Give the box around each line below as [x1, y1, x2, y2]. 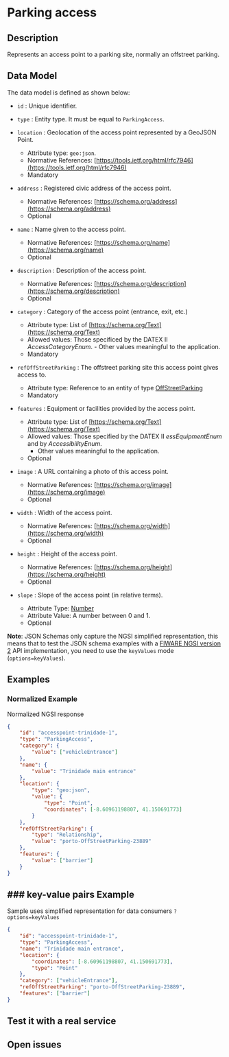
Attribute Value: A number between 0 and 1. [27, 611, 151, 619]
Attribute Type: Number [27, 604, 95, 612]
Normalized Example [7, 694, 77, 704]
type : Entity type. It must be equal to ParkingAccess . [16, 115, 165, 123]
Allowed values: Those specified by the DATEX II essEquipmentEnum [27, 432, 222, 440]
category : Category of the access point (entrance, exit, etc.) [16, 307, 188, 316]
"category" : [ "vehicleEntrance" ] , [19, 977, 118, 984]
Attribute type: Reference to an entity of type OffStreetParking [27, 383, 204, 392]
